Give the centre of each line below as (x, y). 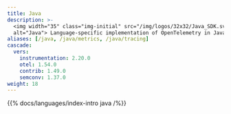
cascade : (20, 45)
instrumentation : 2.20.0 (55, 58)
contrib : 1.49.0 (43, 71)
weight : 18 (23, 84)
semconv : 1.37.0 (43, 77)
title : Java (24, 13)
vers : (21, 52)
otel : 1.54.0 (38, 65)
